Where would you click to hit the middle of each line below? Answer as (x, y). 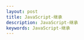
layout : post (22, 11)
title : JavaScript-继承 (34, 17)
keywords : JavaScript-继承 (38, 28)
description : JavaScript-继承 (42, 22)
